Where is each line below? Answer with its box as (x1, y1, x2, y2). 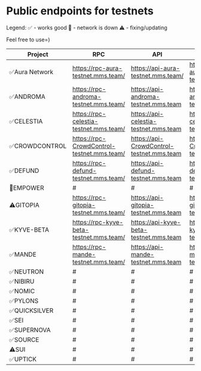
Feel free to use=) (6, 36, 50, 43)
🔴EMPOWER (9, 184, 44, 192)
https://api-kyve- (130, 218, 181, 226)
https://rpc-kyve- (72, 218, 124, 226)
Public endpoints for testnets (6, 4, 154, 18)
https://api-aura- (130, 64, 181, 72)
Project (27, 50, 49, 58)
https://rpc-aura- (72, 64, 123, 72)
